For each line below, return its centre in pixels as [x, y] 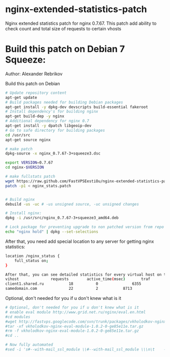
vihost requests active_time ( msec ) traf [78, 279]
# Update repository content [36, 93]
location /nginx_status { [32, 256]
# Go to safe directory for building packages [55, 130]
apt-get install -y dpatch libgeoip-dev [49, 126]
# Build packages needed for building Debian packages [64, 102]
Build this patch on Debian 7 [65, 49]
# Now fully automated [29, 345]
